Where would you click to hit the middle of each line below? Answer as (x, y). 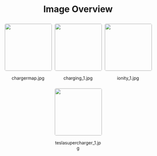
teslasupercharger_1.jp (78, 142)
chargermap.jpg (28, 78)
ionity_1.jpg (128, 78)
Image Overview (78, 9)
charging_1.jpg (78, 78)
